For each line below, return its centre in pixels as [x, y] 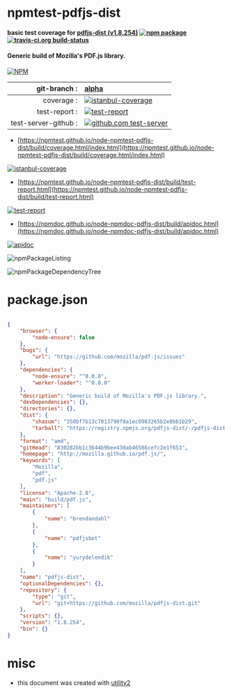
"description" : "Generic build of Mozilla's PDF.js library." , [114, 396]
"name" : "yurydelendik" [79, 558]
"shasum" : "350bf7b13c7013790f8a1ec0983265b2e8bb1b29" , [115, 422]
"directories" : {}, [48, 409]
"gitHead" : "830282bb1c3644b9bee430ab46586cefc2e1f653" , [104, 447]
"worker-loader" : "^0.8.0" [71, 383]
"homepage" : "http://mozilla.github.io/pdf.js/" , [93, 454]
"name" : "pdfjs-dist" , [53, 577]
